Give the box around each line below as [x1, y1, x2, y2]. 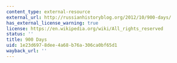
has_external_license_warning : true [6, 20, 98, 26]
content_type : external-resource [6, 8, 91, 15]
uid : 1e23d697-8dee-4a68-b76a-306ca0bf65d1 [6, 43, 118, 49]
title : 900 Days [6, 37, 47, 43]
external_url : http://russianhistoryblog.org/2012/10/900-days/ [6, 14, 172, 20]
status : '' [6, 31, 34, 37]
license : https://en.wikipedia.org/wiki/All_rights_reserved [6, 25, 164, 32]
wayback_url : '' [6, 48, 47, 54]
